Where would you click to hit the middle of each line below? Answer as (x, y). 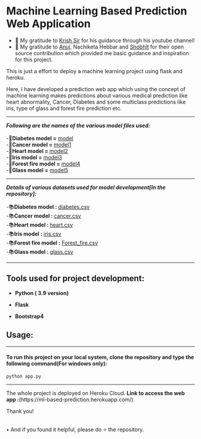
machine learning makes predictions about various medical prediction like (97, 95)
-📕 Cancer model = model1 (39, 145)
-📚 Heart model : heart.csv (40, 225)
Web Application (48, 24)
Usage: (20, 335)
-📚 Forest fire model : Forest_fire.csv (52, 243)
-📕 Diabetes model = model (40, 138)
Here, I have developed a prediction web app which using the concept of (96, 89)
